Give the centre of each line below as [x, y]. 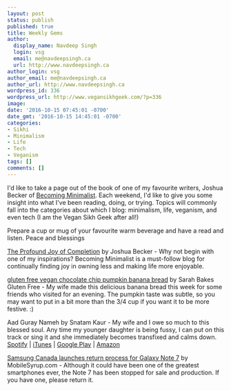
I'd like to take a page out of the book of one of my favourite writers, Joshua [115, 188]
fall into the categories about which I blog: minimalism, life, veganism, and [112, 210]
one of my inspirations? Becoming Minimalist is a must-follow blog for [106, 258]
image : [17, 104]
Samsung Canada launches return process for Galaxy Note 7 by [98, 358]
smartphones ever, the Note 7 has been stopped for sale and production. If [113, 372]
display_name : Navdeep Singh [55, 46]
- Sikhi [18, 129]
